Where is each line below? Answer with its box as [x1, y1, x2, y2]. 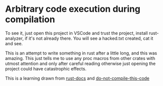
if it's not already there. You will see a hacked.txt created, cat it [24, 35, 154, 41]
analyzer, [5, 35, 24, 41]
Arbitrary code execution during [5, 3, 141, 15]
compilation [5, 14, 55, 25]
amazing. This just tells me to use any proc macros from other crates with [5, 55, 155, 61]
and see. [5, 40, 23, 46]
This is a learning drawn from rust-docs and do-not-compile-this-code [5, 75, 150, 81]
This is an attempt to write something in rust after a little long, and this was [5, 50, 158, 56]
